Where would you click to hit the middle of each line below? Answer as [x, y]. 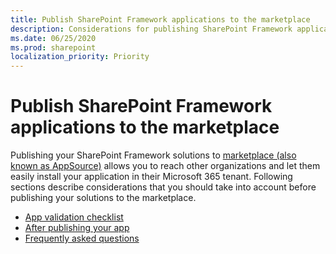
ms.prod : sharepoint [53, 47]
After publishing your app [77, 228]
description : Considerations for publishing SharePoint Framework [151, 29]
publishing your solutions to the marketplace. [103, 198]
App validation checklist [74, 217]
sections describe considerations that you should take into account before [163, 187]
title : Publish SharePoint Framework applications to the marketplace [160, 19]
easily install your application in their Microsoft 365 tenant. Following [151, 177]
